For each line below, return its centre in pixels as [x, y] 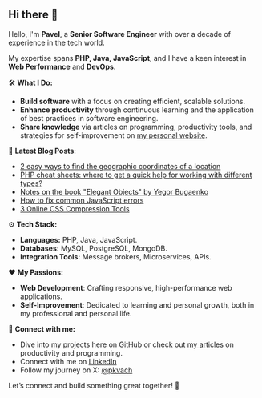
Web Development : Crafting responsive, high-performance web [126, 287]
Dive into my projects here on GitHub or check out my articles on [127, 344]
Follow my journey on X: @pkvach [76, 370]
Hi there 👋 [33, 15]
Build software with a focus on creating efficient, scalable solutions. [133, 101]
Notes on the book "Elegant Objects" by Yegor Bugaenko [114, 191]
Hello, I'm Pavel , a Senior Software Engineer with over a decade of [119, 34]
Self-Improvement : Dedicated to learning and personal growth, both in [137, 304]
